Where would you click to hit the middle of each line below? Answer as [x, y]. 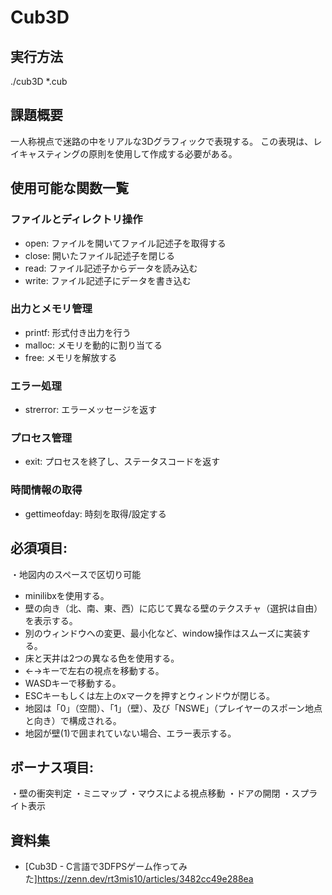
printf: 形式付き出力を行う [78, 332]
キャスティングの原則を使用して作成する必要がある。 [128, 153]
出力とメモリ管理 [51, 309]
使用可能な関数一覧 [69, 188]
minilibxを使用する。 [67, 595]
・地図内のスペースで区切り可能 [76, 574]
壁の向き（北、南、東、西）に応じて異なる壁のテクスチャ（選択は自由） [173, 608]
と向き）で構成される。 [73, 720]
